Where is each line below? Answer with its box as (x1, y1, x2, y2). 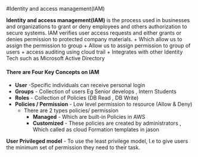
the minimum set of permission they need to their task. (6, 144, 140, 151)
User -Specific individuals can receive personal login (14, 82, 146, 89)
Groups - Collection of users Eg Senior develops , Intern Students (14, 88, 177, 95)
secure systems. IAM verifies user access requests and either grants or (6, 29, 182, 36)
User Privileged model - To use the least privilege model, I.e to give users (6, 137, 188, 145)
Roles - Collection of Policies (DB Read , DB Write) (14, 94, 139, 101)
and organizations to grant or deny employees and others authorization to (6, 23, 187, 30)
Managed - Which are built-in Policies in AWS (32, 113, 146, 121)
